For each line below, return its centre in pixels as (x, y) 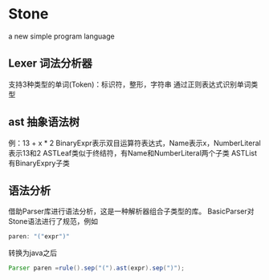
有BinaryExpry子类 (39, 163)
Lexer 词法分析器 (50, 64)
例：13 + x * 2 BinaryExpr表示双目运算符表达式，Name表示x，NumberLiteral (134, 143)
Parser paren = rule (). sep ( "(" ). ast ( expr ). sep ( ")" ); (96, 268)
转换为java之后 (33, 253)
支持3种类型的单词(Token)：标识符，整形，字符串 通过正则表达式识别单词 (130, 84)
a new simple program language (61, 36)
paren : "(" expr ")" (39, 237)
